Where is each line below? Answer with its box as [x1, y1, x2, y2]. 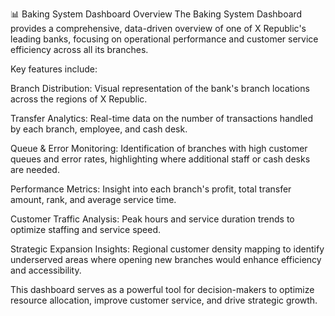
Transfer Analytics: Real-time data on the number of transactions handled [10, 113, 313, 124]
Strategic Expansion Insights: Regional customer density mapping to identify [10, 243, 325, 255]
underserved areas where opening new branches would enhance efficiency [10, 254, 322, 265]
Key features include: [10, 63, 98, 75]
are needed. [10, 164, 60, 175]
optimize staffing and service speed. [10, 224, 162, 235]
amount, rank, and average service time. [10, 194, 177, 205]
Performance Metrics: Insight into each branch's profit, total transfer [10, 183, 292, 195]
